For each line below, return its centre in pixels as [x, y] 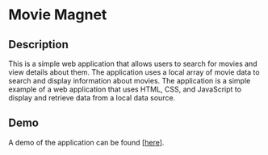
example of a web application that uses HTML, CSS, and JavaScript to [125, 89]
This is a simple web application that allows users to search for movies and [133, 63]
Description [38, 45]
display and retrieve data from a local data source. [92, 98]
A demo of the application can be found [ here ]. [86, 142]
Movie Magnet [58, 15]
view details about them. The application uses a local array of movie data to [134, 72]
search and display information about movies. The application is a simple [130, 81]
